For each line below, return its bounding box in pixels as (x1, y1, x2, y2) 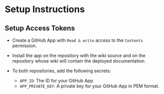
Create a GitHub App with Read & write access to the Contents (12, 37, 143, 43)
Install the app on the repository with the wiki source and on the (12, 52, 146, 58)
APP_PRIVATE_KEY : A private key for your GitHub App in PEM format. (19, 83, 159, 89)
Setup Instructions (5, 4, 85, 15)
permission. (12, 43, 37, 49)
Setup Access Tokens (5, 24, 75, 33)
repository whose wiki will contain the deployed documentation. (12, 58, 146, 64)
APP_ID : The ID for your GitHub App (19, 78, 93, 83)
